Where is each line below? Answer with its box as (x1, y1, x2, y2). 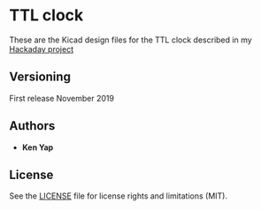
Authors (9, 118, 56, 133)
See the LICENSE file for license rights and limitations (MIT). (9, 191, 228, 201)
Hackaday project (9, 43, 73, 54)
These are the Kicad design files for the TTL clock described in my (9, 34, 252, 45)
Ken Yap (21, 142, 54, 153)
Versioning (9, 70, 71, 85)
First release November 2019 (9, 93, 115, 103)
